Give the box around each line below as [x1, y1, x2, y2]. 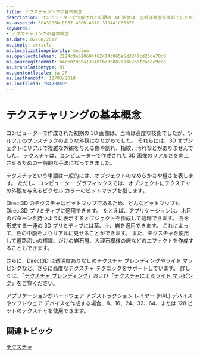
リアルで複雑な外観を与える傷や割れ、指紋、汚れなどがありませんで [26, 144, 193, 151]
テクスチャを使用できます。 [21, 307, 89, 314]
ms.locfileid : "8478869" [6, 81, 68, 87]
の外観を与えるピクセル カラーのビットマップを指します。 [6, 186, 148, 194]
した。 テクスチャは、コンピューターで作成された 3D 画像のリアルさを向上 [6, 152, 189, 159]
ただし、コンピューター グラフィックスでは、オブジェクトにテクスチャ [17, 179, 191, 186]
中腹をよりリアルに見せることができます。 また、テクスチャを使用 [26, 229, 189, 237]
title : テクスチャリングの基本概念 [6, 8, 83, 15]
